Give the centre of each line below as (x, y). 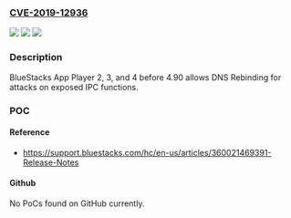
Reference (30, 132)
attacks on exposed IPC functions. (74, 87)
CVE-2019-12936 (49, 13)
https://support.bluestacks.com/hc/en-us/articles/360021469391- (147, 152)
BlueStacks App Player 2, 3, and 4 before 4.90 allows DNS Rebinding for (145, 77)
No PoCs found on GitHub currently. (77, 203)
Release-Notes (51, 162)
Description (36, 57)
